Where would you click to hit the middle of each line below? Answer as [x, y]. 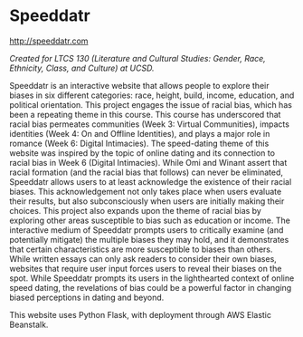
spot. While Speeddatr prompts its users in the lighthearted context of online [152, 278]
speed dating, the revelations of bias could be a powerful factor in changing [151, 287]
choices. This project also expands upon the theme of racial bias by [136, 210]
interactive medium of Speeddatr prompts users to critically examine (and [147, 230]
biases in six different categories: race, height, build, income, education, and [152, 95]
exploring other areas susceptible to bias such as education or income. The [150, 220]
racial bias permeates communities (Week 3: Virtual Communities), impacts [149, 124]
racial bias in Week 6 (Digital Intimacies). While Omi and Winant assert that [148, 162]
